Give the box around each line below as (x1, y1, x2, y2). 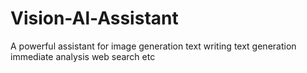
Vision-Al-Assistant (10, 7, 179, 30)
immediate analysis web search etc (10, 50, 156, 62)
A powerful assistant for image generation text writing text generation (10, 40, 297, 52)
